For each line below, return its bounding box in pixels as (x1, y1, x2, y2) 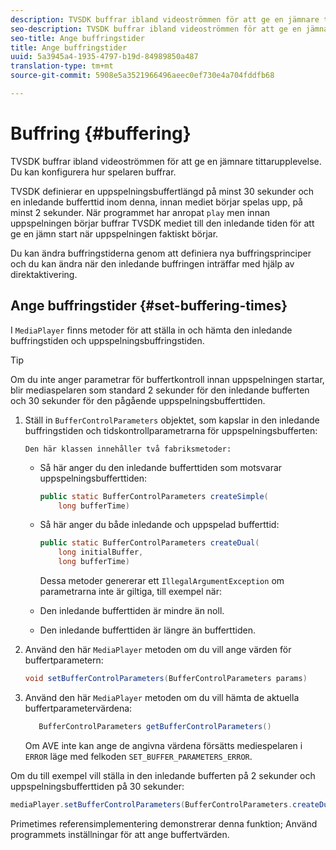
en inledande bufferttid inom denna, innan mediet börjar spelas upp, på (10, 196, 303, 208)
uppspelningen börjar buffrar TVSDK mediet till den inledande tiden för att (10, 217, 315, 229)
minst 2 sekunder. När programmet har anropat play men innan (10, 206, 271, 218)
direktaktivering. (10, 268, 78, 280)
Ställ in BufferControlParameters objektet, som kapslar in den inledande (24, 414, 320, 426)
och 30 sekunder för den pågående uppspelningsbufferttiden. (10, 394, 266, 406)
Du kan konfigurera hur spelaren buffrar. (10, 166, 177, 178)
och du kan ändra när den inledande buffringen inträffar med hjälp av (10, 257, 295, 270)
